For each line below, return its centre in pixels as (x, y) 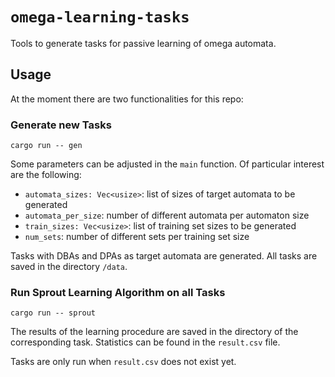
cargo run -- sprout (53, 313)
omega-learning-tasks (100, 17)
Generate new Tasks (61, 125)
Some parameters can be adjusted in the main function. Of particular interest (167, 164)
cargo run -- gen (46, 146)
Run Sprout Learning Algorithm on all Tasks (118, 292)
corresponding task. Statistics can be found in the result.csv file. (145, 342)
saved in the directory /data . (69, 267)
